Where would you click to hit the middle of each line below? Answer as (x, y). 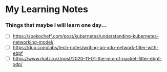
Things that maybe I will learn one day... (56, 25)
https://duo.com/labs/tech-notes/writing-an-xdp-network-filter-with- (86, 47)
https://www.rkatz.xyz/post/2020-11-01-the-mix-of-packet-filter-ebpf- (87, 58)
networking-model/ (33, 42)
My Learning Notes (47, 9)
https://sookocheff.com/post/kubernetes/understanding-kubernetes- (86, 36)
